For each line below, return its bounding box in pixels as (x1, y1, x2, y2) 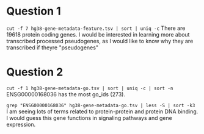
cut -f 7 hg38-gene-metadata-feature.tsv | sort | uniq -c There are (6, 24, 186, 32)
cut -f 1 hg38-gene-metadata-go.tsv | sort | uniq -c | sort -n (6, 85, 173, 91)
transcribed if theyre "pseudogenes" (6, 44, 99, 51)
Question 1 (6, 4, 61, 18)
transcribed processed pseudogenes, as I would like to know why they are (6, 37, 194, 44)
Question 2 (6, 65, 64, 79)
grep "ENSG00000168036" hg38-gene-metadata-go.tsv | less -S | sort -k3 (6, 102, 195, 108)
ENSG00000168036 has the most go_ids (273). (6, 90, 125, 98)
